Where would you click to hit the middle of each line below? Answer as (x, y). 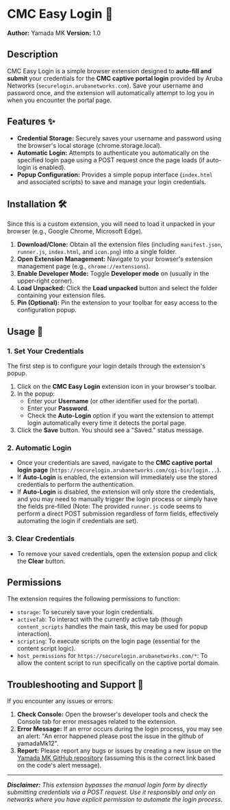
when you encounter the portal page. (60, 100)
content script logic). (46, 648)
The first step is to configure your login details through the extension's (106, 366)
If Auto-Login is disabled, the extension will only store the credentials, (116, 492)
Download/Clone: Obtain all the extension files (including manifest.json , (119, 244)
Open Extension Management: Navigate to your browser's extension (115, 259)
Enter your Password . (58, 408)
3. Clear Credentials (41, 539)
